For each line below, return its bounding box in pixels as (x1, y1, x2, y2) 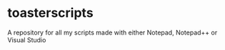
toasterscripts (7, 5, 94, 21)
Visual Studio (7, 35, 46, 44)
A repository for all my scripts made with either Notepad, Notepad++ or (7, 28, 218, 37)
